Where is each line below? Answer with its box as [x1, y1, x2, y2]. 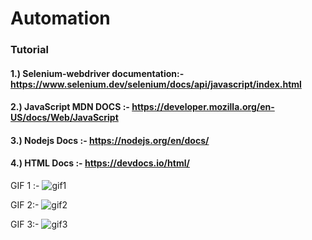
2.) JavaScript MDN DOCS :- [10, 101, 130, 113]
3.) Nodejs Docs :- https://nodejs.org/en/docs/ [10, 134, 210, 146]
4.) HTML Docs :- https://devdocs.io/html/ [10, 157, 190, 169]
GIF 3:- [10, 218, 40, 231]
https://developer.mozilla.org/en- [131, 101, 275, 113]
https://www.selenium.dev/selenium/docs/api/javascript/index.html [10, 78, 302, 90]
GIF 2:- [10, 199, 40, 211]
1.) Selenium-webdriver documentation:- [10, 67, 185, 79]
